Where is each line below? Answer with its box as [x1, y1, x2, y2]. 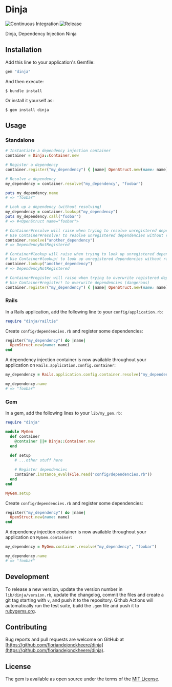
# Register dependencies [14, 467, 68, 472]
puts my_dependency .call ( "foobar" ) [5, 214, 81, 219]
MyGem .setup [5, 491, 31, 496]
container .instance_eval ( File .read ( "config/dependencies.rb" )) [14, 472, 153, 477]
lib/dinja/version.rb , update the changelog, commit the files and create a [5, 591, 164, 598]
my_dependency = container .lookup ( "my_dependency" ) [5, 209, 118, 214]
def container [10, 434, 40, 439]
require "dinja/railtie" [5, 319, 58, 324]
